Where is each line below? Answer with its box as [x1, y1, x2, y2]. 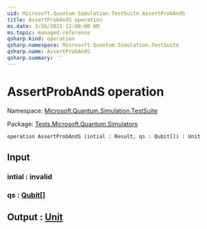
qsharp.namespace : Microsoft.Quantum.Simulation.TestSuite [7, 42, 180, 49]
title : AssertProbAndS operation [7, 16, 103, 23]
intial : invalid [7, 172, 53, 181]
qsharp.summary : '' [7, 55, 63, 62]
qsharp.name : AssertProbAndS [7, 49, 90, 55]
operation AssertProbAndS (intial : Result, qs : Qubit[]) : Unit [7, 133, 201, 140]
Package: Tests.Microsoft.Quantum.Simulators [7, 120, 138, 128]
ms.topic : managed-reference [7, 29, 90, 36]
